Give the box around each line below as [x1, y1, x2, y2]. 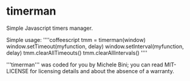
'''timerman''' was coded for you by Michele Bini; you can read [6, 61, 163, 68]
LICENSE [6, 67, 29, 74]
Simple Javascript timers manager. [6, 24, 93, 32]
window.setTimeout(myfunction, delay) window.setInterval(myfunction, [6, 43, 184, 50]
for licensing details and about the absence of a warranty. [30, 67, 174, 74]
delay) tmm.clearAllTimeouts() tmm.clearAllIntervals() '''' [6, 49, 148, 56]
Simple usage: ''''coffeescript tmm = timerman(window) [6, 36, 146, 43]
